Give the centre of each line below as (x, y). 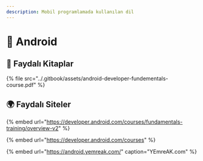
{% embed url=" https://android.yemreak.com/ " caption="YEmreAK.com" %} (101, 152)
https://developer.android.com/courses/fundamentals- (115, 122)
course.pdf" (21, 84)
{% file (15, 78)
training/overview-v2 (32, 128)
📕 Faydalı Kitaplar (40, 64)
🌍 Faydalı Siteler (39, 105)
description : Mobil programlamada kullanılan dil (70, 12)
